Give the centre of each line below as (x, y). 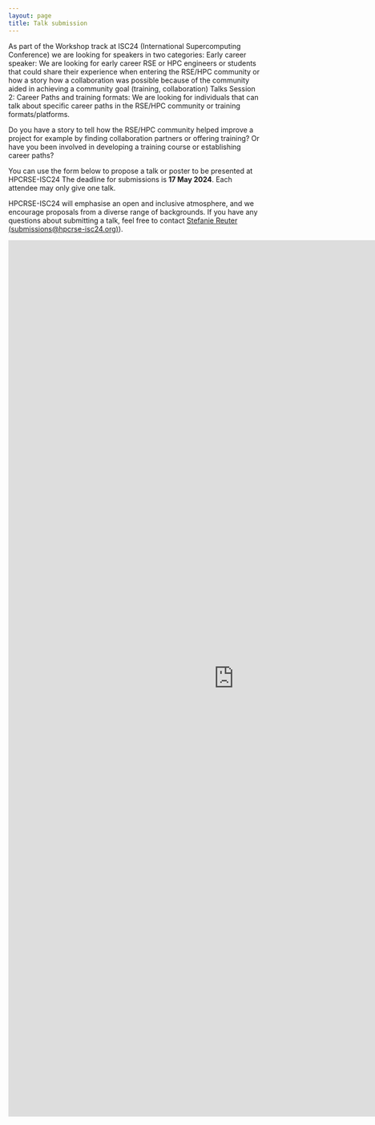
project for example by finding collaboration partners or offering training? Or (134, 138)
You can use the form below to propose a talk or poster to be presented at (131, 171)
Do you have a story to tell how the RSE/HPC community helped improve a (131, 130)
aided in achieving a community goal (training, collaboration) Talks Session (132, 88)
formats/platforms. (39, 114)
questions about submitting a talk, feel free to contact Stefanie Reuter (123, 220)
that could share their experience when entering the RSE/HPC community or (134, 71)
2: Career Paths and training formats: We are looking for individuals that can (133, 97)
